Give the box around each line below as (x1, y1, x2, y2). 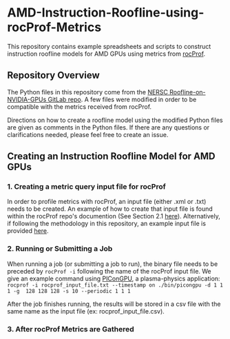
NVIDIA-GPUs (7, 95, 47, 103)
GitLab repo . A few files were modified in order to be (48, 95, 197, 103)
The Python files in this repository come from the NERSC (7, 88, 169, 96)
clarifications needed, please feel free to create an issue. (7, 130, 169, 138)
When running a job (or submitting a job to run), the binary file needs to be (7, 260, 218, 268)
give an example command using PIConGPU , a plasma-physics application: (7, 274, 220, 282)
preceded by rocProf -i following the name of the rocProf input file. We (7, 267, 211, 275)
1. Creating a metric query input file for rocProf (7, 182, 167, 192)
